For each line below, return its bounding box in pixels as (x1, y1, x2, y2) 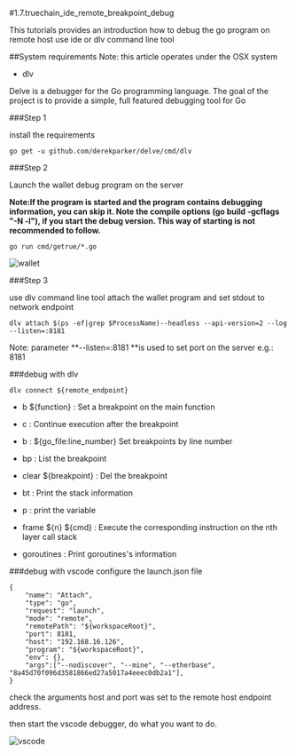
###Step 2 (9, 163, 49, 172)
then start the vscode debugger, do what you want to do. (9, 718, 217, 729)
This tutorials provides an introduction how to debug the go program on (9, 25, 270, 35)
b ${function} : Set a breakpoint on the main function (21, 401, 215, 412)
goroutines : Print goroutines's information (21, 549, 177, 559)
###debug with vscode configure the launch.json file (9, 566, 203, 576)
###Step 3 (9, 275, 49, 285)
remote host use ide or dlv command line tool (9, 35, 175, 44)
